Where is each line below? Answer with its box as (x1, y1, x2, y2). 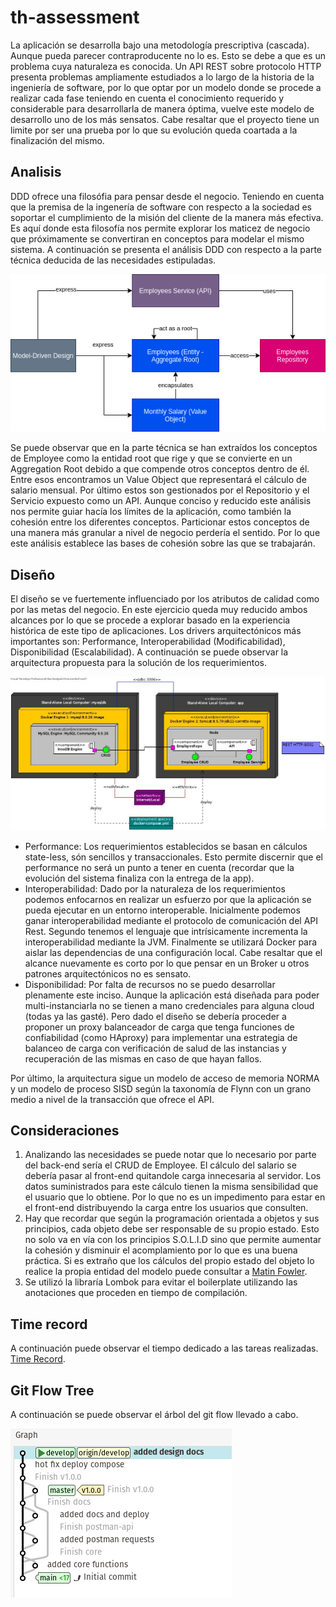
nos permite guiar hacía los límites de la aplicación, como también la (10, 506, 292, 518)
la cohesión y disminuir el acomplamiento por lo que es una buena (24, 1244, 298, 1256)
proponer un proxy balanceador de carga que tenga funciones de (24, 1021, 295, 1033)
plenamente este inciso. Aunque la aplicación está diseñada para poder (24, 989, 320, 1001)
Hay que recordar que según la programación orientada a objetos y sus (24, 1212, 320, 1225)
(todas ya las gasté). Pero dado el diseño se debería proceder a (24, 1010, 287, 1022)
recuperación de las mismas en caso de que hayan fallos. (24, 1052, 262, 1065)
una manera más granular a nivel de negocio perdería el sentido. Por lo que (10, 527, 321, 539)
